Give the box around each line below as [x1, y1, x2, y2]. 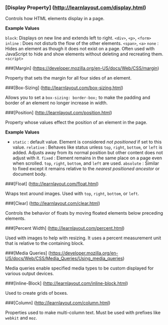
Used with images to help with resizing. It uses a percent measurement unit [5, 235, 161, 241]
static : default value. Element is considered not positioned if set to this [12, 139, 162, 145]
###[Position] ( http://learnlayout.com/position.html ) [5, 110, 112, 116]
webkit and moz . [5, 315, 38, 321]
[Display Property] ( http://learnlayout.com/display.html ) [5, 4, 146, 11]
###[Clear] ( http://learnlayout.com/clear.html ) [5, 201, 101, 207]
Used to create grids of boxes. [5, 290, 68, 296]
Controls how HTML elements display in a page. [5, 16, 105, 22]
